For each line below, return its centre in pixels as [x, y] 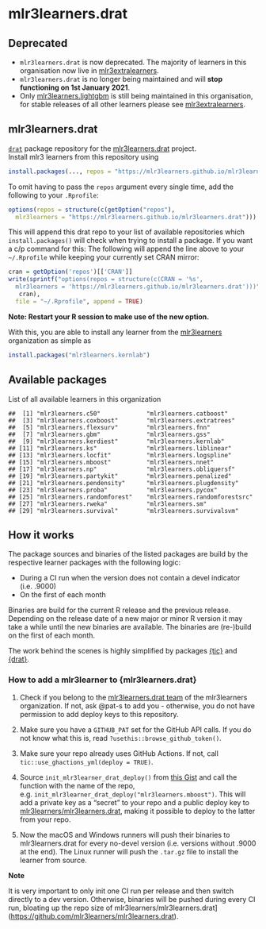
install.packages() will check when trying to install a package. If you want [131, 241]
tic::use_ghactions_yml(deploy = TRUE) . [86, 761]
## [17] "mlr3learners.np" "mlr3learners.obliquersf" [122, 469]
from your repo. [45, 819]
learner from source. [53, 860]
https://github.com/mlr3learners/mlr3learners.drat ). [95, 916]
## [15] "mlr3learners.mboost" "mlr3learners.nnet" [111, 462]
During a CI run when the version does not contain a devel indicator [130, 578]
